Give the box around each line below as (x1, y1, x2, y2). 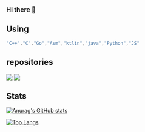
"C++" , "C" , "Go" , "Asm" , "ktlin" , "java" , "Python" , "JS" (6, 40, 140, 46)
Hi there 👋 (6, 5, 36, 14)
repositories (6, 57, 53, 67)
